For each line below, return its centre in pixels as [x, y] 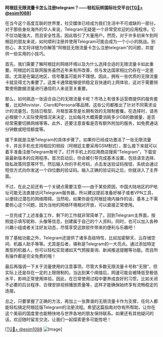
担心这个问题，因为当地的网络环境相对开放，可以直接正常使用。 [73, 205]
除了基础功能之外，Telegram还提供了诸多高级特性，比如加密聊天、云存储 [78, 238]
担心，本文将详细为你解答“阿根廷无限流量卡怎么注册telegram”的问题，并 [77, 48]
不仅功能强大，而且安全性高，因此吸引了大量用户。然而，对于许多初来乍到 [79, 35]
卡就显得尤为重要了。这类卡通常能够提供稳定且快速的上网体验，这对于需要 [79, 82]
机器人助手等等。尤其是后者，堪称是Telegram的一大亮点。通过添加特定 [84, 244]
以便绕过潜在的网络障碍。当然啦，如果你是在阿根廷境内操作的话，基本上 [77, 199]
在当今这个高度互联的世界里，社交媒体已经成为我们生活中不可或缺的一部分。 [81, 23]
